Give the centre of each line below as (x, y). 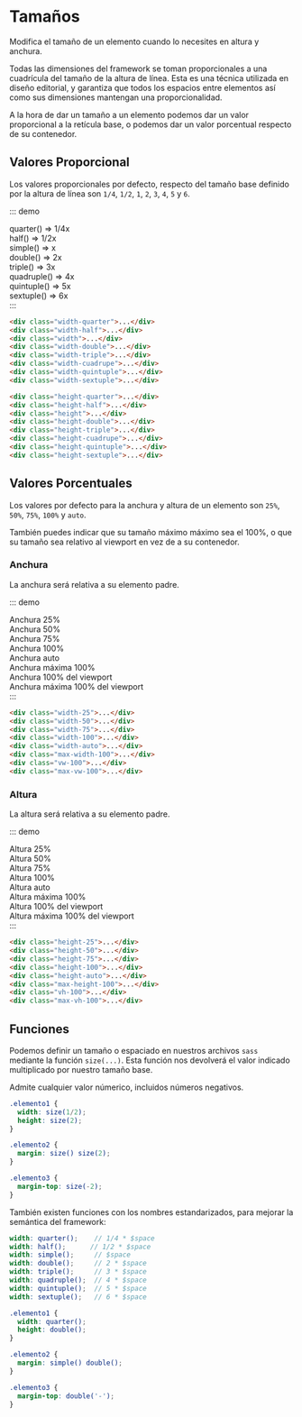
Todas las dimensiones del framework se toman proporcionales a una (138, 69)
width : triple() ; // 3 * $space (78, 1272)
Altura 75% (30, 868)
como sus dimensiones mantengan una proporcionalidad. (116, 97)
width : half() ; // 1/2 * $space (80, 1247)
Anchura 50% (35, 629)
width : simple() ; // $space (70, 1255)
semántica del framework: (58, 1221)
